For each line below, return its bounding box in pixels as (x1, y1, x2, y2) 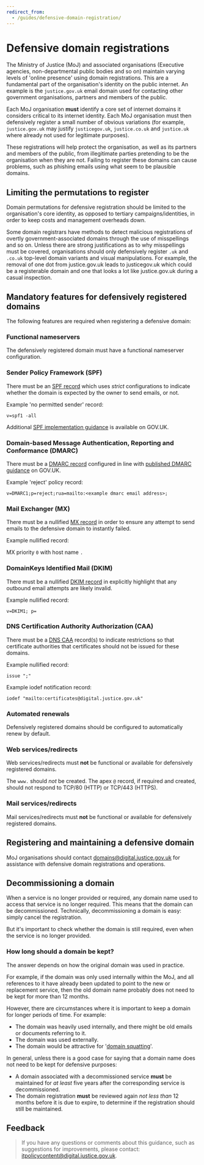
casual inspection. (6, 274, 53, 282)
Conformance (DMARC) (6, 446, 78, 455)
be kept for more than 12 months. (6, 992, 90, 1000)
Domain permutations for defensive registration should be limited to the (6, 203, 186, 211)
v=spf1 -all (6, 413, 37, 419)
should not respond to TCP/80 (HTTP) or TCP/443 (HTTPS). (6, 784, 158, 792)
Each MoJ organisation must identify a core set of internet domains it (6, 105, 181, 113)
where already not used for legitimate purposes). (6, 132, 129, 139)
